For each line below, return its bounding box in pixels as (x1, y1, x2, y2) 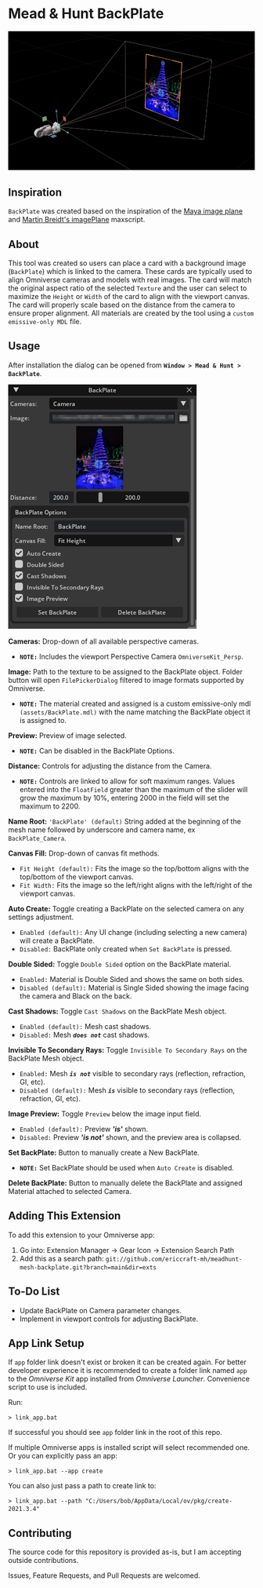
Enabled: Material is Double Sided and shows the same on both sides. (19, 974, 245, 984)
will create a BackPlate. (19, 936, 95, 945)
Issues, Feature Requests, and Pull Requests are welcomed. (8, 1571, 201, 1580)
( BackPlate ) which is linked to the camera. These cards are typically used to (8, 267, 253, 276)
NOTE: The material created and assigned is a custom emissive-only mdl (19, 699, 251, 708)
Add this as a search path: (19, 1254, 104, 1263)
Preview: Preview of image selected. (8, 731, 127, 740)
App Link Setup (8, 1336, 85, 1350)
